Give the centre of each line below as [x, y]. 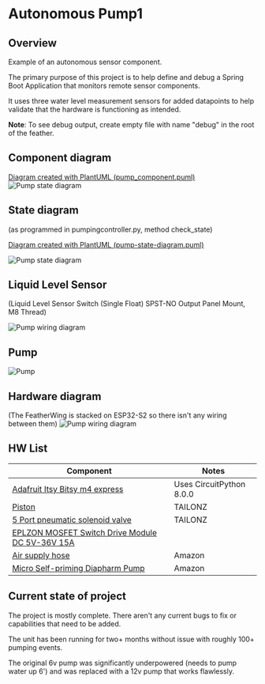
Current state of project [67, 597]
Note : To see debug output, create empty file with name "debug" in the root [131, 125]
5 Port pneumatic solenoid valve [72, 520]
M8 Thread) [28, 312]
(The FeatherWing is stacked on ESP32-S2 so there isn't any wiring [118, 415]
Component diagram [60, 158]
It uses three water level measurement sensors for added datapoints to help [131, 101]
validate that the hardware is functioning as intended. [95, 109]
